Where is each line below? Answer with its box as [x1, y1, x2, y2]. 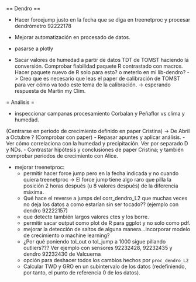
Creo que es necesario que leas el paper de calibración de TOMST [19, 75, 180, 82]
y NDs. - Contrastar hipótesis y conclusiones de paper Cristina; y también [6, 146, 184, 153]
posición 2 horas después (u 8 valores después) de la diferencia [23, 182, 178, 189]
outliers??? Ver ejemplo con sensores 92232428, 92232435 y [23, 245, 173, 251]
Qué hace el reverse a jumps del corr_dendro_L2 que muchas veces [23, 195, 188, 201]
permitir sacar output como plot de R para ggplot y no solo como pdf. [23, 220, 191, 227]
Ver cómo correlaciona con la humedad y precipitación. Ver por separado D [6, 140, 188, 147]
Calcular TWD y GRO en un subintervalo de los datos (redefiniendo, [23, 263, 186, 270]
